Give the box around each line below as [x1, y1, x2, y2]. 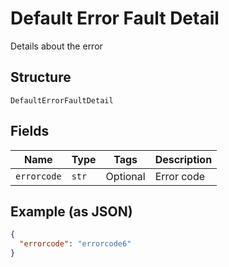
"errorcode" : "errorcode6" [19, 239, 132, 249]
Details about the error [10, 40, 103, 52]
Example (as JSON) [10, 203, 133, 220]
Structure [10, 69, 72, 86]
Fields [10, 123, 50, 140]
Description [154, 152, 213, 166]
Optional [105, 169, 146, 183]
